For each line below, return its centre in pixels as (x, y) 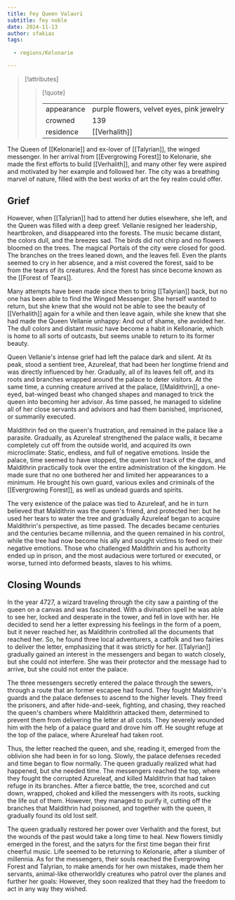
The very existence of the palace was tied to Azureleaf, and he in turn (108, 503)
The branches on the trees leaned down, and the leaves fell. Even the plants (117, 255)
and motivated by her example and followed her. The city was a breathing (113, 171)
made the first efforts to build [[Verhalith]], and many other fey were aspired (117, 164)
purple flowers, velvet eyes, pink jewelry (158, 109)
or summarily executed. (41, 416)
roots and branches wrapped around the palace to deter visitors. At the (110, 379)
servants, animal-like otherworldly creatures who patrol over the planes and (117, 873)
